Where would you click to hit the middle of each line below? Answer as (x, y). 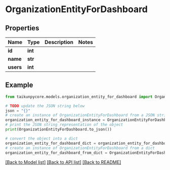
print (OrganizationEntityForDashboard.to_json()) (59, 130)
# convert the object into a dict (42, 138)
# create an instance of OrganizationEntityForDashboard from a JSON (80, 115)
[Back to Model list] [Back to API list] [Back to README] (63, 162)
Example (19, 85)
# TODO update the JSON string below (45, 106)
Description (59, 42)
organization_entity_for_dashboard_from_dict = (56, 153)
